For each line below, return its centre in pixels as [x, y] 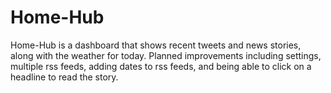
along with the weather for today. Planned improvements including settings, [166, 55]
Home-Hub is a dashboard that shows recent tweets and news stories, [156, 45]
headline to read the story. [64, 77]
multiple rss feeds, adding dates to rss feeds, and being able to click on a [161, 66]
